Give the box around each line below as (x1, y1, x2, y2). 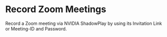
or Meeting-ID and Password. (5, 25, 67, 31)
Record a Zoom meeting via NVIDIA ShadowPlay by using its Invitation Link (5, 20, 162, 26)
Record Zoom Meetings (5, 4, 106, 15)
